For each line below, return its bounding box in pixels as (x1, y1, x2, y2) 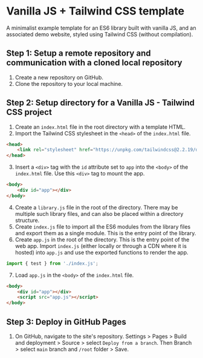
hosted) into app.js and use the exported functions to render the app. (14, 249, 188, 256)
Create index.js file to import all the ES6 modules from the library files (14, 223, 191, 230)
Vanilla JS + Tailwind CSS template (6, 4, 185, 18)
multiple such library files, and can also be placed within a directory (14, 210, 184, 217)
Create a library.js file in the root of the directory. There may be (14, 204, 178, 211)
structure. (14, 216, 40, 224)
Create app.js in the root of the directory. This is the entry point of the (14, 236, 190, 243)
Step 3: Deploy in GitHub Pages (6, 316, 127, 327)
